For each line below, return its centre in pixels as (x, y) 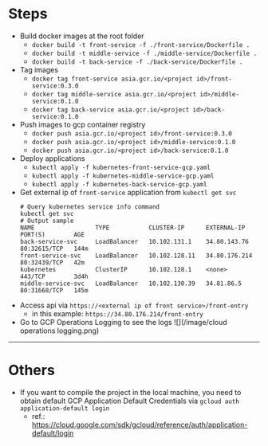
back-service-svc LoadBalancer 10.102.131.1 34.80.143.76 (134, 241)
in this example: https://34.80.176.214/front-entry (117, 313)
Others (32, 370)
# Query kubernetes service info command (89, 207)
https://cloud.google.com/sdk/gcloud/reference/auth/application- (140, 424)
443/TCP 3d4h (54, 276)
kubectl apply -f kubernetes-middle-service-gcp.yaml (123, 176)
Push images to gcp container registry (83, 124)
